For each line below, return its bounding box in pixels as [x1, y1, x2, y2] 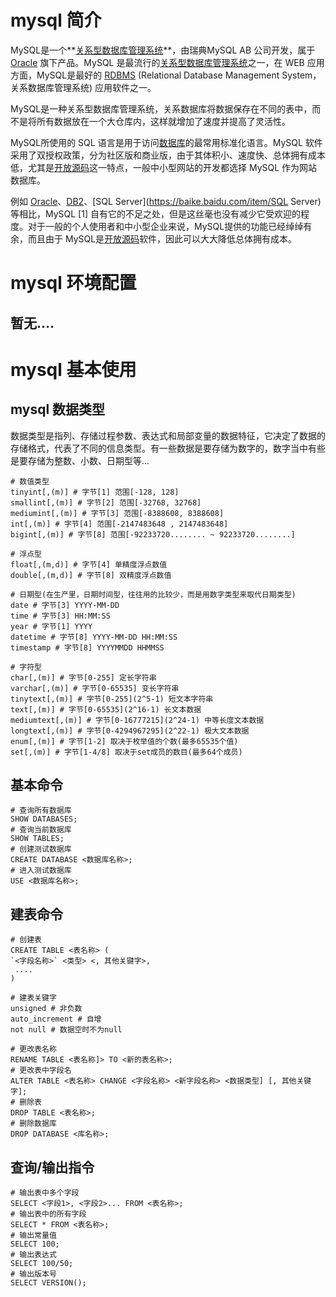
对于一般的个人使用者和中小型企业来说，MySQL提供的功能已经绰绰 [27, 220, 304, 232]
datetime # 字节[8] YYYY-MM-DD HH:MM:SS [10, 632, 178, 642]
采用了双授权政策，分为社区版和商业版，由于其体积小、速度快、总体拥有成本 [10, 149, 326, 161]
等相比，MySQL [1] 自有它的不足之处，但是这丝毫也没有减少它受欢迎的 [10, 207, 301, 220]
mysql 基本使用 [10, 358, 137, 381]
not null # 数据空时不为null [10, 1025, 123, 1035]
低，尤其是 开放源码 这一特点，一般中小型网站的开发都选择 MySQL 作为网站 [10, 161, 318, 173]
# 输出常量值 [10, 1230, 57, 1240]
